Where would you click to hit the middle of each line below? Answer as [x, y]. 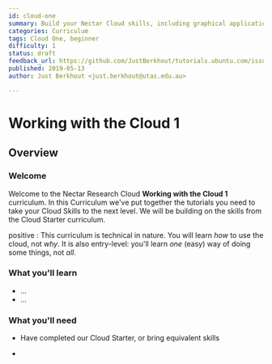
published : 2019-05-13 [47, 69]
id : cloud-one [32, 16]
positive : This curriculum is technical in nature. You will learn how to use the [136, 235]
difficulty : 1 [32, 46]
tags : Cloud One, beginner [54, 38]
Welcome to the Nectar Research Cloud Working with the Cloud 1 [118, 193]
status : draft [32, 53]
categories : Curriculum [49, 31]
